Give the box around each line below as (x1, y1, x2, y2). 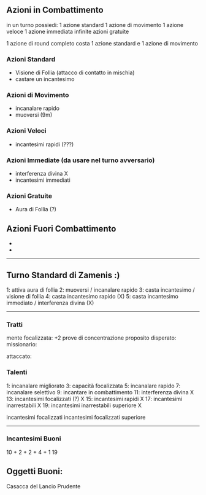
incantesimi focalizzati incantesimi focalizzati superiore (6, 413, 146, 421)
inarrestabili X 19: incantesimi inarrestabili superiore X (6, 402, 142, 409)
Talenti (6, 368, 28, 376)
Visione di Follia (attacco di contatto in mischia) (15, 69, 135, 76)
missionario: (6, 341, 37, 348)
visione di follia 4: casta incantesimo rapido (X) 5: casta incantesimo (6, 292, 179, 300)
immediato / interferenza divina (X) (6, 299, 94, 306)
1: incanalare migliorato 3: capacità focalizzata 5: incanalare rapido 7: (6, 382, 181, 389)
